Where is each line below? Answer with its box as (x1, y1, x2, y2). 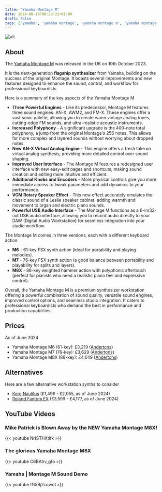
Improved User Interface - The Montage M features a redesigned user (12, 161, 153, 167)
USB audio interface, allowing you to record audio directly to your (19, 213, 150, 219)
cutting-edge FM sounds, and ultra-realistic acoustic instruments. (12, 120, 143, 126)
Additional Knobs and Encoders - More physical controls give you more (12, 176, 157, 182)
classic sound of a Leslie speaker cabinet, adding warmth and (12, 197, 136, 203)
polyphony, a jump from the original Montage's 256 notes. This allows (12, 130, 151, 136)
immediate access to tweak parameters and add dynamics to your (12, 182, 144, 188)
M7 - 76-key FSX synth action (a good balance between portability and (12, 257, 154, 263)
